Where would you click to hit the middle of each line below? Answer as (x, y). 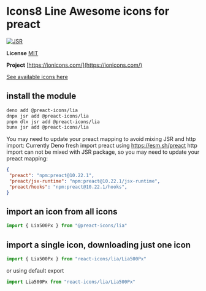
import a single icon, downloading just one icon (99, 245)
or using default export (35, 270)
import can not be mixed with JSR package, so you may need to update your (103, 152)
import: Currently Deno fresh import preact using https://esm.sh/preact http (102, 146)
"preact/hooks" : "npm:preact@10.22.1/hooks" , (68, 187)
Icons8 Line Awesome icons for (88, 11)
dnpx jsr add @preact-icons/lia (48, 116)
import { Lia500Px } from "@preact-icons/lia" (67, 226)
